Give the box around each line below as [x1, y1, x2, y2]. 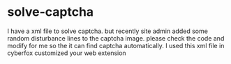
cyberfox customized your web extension [7, 49, 127, 57]
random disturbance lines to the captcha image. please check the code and [7, 34, 225, 42]
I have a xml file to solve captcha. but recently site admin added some [7, 27, 208, 35]
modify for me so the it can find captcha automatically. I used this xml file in [7, 41, 225, 50]
